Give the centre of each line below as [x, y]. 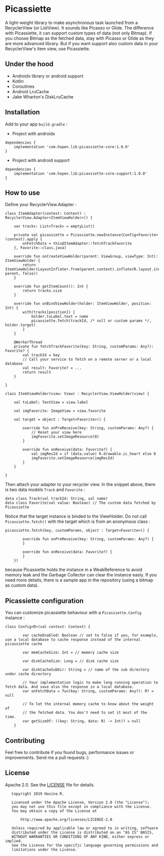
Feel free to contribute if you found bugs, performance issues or [70, 752]
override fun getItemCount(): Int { [51, 286]
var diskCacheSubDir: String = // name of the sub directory [86, 670]
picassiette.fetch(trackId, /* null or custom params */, [91, 321]
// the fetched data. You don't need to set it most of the [85, 713]
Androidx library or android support [48, 76]
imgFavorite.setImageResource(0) [65, 437]
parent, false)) [21, 274]
